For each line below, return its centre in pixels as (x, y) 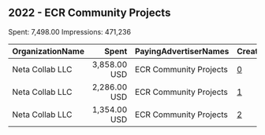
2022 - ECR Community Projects (90, 13)
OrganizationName (49, 51)
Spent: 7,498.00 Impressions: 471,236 (70, 31)
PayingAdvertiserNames (182, 51)
